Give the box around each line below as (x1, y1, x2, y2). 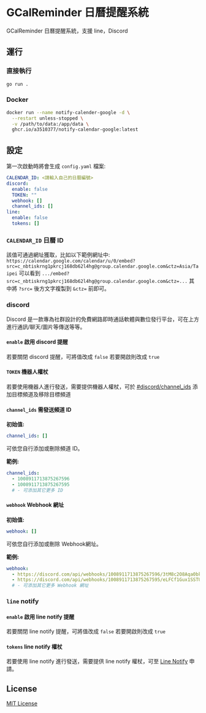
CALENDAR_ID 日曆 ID (6, 236, 64, 244)
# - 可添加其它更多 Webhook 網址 (12, 582, 89, 589)
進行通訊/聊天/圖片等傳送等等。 (6, 323, 86, 330)
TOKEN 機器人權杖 (6, 368, 49, 376)
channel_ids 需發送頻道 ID (6, 406, 72, 413)
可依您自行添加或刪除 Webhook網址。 (6, 540, 102, 547)
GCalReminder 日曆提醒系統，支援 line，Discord (6, 27, 128, 34)
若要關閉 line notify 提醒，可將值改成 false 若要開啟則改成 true (6, 628, 166, 635)
